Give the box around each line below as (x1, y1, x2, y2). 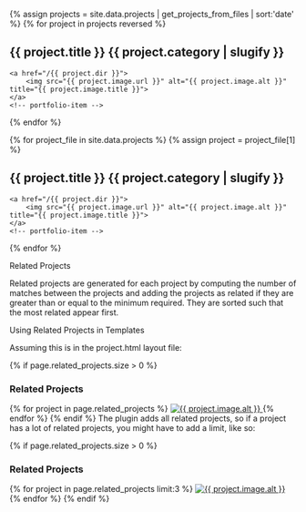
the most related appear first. (9, 306, 119, 318)
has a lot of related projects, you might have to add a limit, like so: (9, 422, 256, 433)
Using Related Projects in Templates (9, 324, 145, 335)
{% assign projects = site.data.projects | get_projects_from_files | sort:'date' (9, 9, 294, 19)
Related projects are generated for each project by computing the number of (9, 278, 297, 289)
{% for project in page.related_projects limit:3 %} (9, 484, 194, 495)
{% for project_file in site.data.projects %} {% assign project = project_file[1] (9, 134, 296, 145)
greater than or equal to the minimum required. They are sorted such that (9, 297, 284, 308)
